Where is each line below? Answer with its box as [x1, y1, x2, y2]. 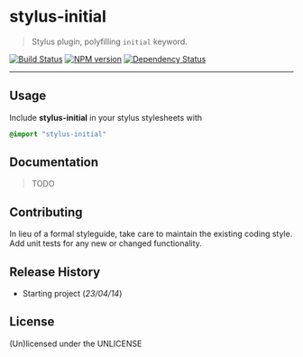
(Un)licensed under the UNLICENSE [9, 338, 142, 349]
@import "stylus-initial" [9, 129, 106, 139]
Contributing [9, 205, 83, 220]
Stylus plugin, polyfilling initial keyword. [31, 36, 188, 47]
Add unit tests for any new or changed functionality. [9, 238, 203, 249]
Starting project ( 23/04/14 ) [22, 288, 123, 299]
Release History [9, 264, 101, 279]
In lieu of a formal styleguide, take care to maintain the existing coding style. [9, 228, 293, 240]
